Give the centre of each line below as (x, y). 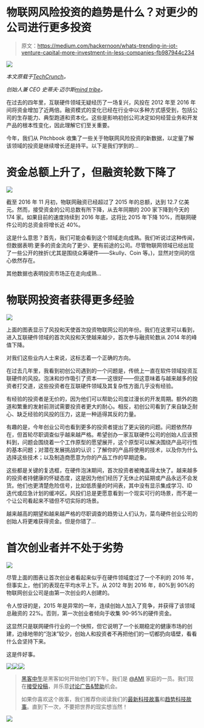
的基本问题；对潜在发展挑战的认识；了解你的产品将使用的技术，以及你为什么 (102, 449)
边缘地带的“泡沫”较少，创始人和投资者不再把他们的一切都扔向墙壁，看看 (107, 634)
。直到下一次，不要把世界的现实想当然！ (77, 707)
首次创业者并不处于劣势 (65, 548)
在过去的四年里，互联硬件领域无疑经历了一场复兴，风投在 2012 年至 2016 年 (101, 102)
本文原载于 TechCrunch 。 (38, 76)
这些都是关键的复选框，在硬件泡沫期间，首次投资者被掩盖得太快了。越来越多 (102, 470)
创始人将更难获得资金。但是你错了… (51, 521)
